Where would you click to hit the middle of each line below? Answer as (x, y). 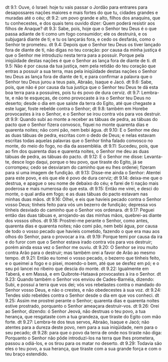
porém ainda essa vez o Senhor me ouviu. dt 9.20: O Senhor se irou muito (81, 247)
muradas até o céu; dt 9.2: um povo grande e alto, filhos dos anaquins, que (83, 18)
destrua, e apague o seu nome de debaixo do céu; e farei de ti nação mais (82, 183)
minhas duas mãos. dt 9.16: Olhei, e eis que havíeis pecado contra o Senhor (83, 199)
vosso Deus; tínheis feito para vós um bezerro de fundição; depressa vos (81, 205)
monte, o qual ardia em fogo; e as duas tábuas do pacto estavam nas (76, 194)
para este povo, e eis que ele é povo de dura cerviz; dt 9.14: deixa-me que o (84, 178)
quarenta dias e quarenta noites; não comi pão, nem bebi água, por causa (81, 226)
